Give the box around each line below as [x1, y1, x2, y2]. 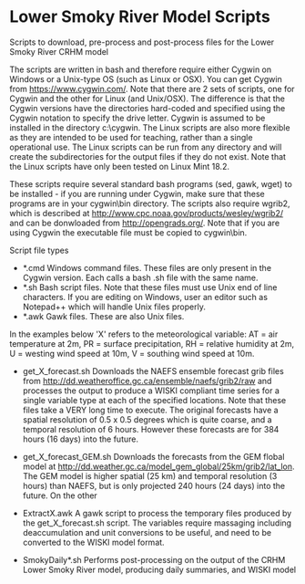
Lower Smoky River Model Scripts [9, 6, 270, 27]
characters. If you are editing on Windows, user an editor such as [22, 291, 269, 302]
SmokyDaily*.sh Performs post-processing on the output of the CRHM [22, 554, 286, 565]
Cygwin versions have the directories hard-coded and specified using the [9, 102, 286, 113]
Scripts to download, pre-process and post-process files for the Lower [9, 36, 275, 47]
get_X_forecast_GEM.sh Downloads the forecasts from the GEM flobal [22, 451, 285, 462]
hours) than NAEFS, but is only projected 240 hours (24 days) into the [22, 480, 285, 491]
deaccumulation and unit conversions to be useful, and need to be [22, 527, 271, 537]
